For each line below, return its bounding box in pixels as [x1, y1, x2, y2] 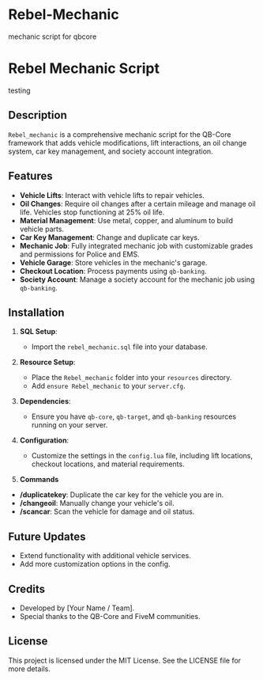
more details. [8, 663, 51, 674]
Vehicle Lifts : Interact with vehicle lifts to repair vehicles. [19, 190, 205, 199]
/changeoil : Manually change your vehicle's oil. [19, 499, 175, 508]
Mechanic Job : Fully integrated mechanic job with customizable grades [19, 241, 254, 250]
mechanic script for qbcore [8, 32, 97, 41]
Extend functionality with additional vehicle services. [19, 551, 191, 560]
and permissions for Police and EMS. [19, 249, 140, 259]
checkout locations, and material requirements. [31, 459, 185, 469]
